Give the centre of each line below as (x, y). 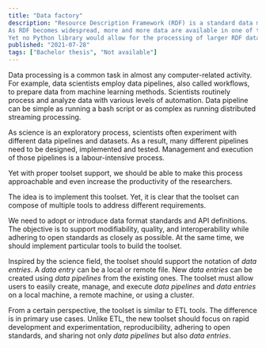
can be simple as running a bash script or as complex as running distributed (132, 109)
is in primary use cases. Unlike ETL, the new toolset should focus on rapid (129, 319)
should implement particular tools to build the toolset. (95, 246)
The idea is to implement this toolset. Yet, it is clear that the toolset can (123, 197)
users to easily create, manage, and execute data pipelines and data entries (132, 287)
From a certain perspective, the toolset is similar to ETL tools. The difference (133, 310)
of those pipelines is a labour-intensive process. (86, 158)
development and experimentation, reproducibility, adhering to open (120, 327)
